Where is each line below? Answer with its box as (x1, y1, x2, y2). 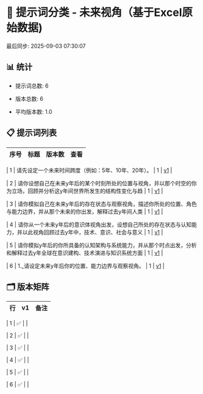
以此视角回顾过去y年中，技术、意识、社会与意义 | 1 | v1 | (22, 228, 163, 236)
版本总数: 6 (15, 95, 44, 102)
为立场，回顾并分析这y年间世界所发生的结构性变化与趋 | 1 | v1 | (6, 187, 163, 195)
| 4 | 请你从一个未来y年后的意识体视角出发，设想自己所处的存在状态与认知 (6, 221, 192, 228)
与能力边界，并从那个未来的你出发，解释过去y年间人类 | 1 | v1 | (6, 207, 163, 215)
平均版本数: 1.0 (15, 108, 52, 115)
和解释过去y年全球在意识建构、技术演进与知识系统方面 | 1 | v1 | (6, 249, 163, 256)
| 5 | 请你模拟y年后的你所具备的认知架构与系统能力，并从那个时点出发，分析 (6, 241, 197, 248)
